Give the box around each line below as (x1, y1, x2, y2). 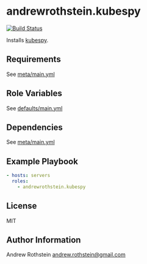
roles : (12, 178, 29, 184)
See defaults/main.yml (6, 104, 63, 111)
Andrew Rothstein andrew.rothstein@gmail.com (6, 251, 126, 258)
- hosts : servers (6, 173, 51, 179)
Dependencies (6, 122, 63, 132)
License (6, 201, 37, 211)
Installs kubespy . (6, 36, 49, 43)
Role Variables (6, 88, 62, 99)
